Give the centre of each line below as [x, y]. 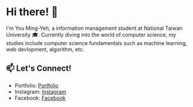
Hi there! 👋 [32, 12]
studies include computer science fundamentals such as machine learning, [97, 43]
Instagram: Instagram [40, 92]
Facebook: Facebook [40, 98]
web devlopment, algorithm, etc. [45, 49]
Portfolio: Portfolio [36, 85]
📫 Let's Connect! [39, 69]
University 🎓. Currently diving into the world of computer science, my [91, 34]
